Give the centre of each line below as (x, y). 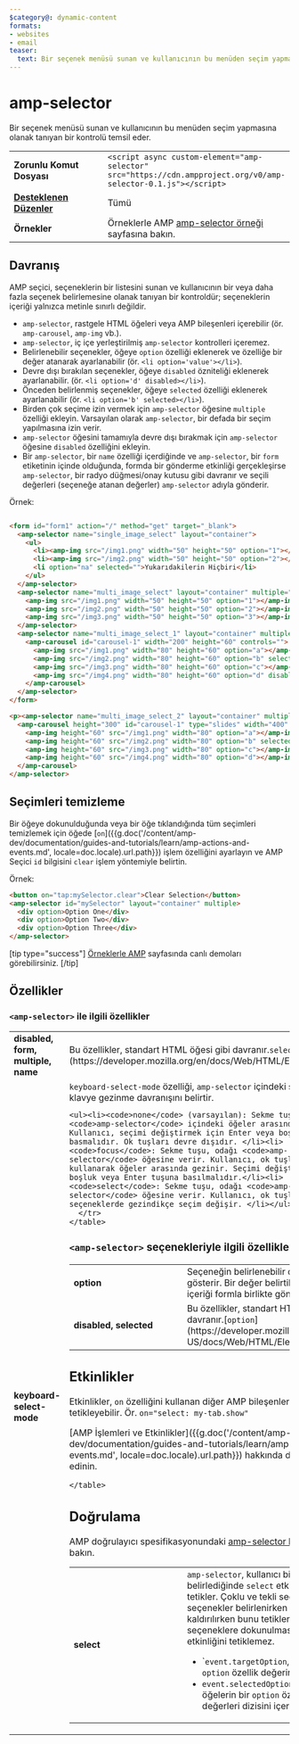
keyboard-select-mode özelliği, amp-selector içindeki (178, 1087)
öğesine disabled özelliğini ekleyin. (86, 446)
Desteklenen (41, 197)
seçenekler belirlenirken (237, 1608)
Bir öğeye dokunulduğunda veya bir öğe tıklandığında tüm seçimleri (133, 823)
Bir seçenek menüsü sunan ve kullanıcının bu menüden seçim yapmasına (143, 128)
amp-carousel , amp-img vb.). (72, 333)
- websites (29, 34)
